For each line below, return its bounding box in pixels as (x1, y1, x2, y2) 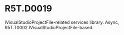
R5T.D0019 (4, 3, 52, 14)
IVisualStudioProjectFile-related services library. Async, (4, 19, 119, 25)
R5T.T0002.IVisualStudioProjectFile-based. (4, 24, 93, 30)
